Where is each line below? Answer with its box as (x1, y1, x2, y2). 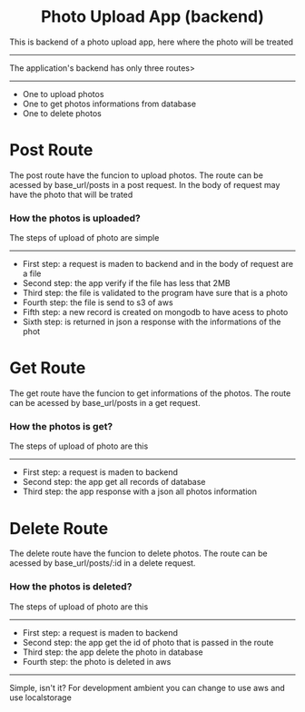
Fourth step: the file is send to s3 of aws (22, 297, 174, 308)
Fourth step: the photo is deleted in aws (22, 656, 172, 667)
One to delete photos (22, 107, 102, 119)
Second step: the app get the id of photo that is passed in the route (22, 637, 274, 648)
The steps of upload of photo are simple (9, 232, 160, 243)
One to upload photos (22, 88, 104, 99)
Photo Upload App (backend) (40, 6, 265, 27)
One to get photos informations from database (22, 98, 197, 109)
